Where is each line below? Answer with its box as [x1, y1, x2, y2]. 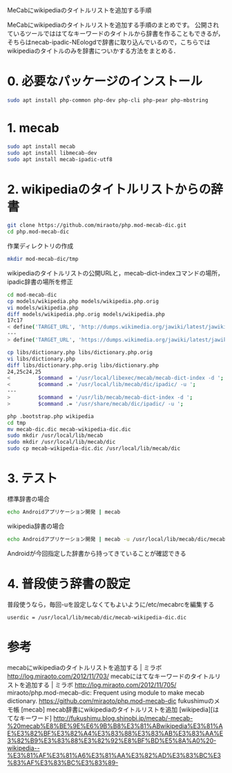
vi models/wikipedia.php [7, 304, 79, 311]
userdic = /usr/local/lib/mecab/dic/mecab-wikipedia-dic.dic [7, 614, 187, 621]
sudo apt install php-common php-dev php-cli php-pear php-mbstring [7, 96, 209, 104]
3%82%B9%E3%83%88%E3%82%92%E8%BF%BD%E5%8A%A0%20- [7, 736, 217, 745]
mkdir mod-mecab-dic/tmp [7, 255, 79, 263]
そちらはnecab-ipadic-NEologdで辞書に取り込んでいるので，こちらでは [7, 38, 211, 46]
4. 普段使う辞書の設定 [7, 576, 131, 592]
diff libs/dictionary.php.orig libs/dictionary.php [7, 362, 159, 369]
